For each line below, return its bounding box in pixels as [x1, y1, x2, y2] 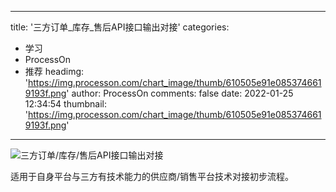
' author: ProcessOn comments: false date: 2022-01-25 [66, 87, 294, 99]
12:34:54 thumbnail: [24, 98, 107, 110]
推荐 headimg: [24, 66, 85, 77]
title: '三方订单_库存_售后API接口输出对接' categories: [10, 21, 230, 33]
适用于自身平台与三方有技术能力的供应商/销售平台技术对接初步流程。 [10, 171, 295, 182]
